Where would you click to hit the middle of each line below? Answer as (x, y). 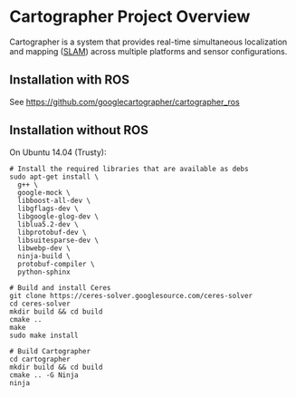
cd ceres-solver (40, 304)
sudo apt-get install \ (54, 177)
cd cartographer (40, 359)
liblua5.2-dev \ (48, 224)
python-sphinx (44, 272)
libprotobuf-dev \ (53, 232)
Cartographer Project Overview (130, 17)
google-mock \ (44, 192)
